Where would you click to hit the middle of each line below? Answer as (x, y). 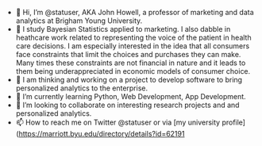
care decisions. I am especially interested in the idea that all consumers (133, 46)
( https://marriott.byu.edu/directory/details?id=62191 (100, 134)
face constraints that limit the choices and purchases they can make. (128, 54)
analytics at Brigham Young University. (79, 21)
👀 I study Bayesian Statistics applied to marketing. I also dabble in (123, 29)
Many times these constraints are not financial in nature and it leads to (131, 63)
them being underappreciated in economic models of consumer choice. (133, 71)
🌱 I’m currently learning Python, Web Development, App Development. (131, 96)
